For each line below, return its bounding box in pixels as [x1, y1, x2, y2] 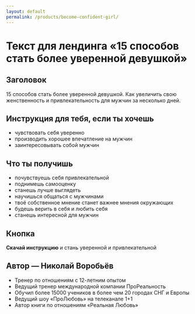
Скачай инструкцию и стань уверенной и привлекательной [6, 244, 156, 251]
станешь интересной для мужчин [14, 211, 99, 219]
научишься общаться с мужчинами [14, 193, 104, 200]
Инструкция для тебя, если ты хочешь [6, 114, 154, 124]
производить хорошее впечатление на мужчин [14, 135, 133, 142]
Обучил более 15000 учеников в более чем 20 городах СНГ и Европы [14, 289, 190, 296]
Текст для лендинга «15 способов [6, 39, 179, 53]
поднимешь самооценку [14, 180, 76, 187]
